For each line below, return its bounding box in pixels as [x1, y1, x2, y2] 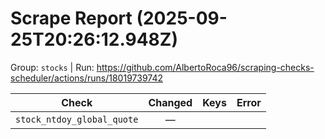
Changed [148, 95, 193, 109]
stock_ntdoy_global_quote [15, 113, 139, 125]
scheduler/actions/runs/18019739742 [10, 72, 163, 84]
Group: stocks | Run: [10, 61, 95, 73]
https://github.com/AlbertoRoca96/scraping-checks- [96, 61, 315, 73]
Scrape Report [10, 7, 133, 30]
